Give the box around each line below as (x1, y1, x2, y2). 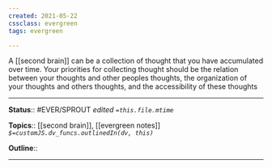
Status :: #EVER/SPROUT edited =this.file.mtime (8, 105, 174, 115)
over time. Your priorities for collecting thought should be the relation (8, 65, 239, 74)
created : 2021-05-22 (8, 11, 79, 20)
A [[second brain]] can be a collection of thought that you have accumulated (8, 56, 264, 65)
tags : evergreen (8, 27, 63, 35)
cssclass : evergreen (8, 19, 79, 27)
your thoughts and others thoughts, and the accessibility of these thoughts (8, 82, 257, 91)
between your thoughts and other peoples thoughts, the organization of (8, 73, 248, 83)
